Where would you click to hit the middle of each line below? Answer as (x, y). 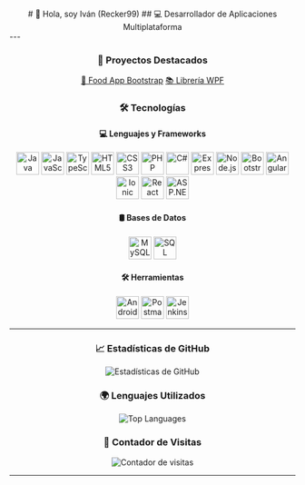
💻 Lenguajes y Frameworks (152, 134)
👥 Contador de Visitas (152, 442)
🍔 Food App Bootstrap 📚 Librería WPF (152, 81)
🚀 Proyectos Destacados (152, 60)
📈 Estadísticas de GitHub (152, 348)
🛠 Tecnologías (152, 108)
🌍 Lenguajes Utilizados (152, 396)
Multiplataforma (152, 27)
